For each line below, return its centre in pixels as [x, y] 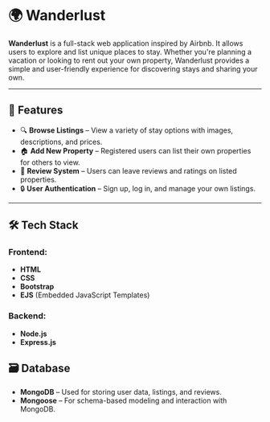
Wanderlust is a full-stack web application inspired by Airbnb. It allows [126, 43]
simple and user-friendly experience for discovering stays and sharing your [133, 68]
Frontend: [28, 252]
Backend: [27, 316]
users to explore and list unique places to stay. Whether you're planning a [130, 51]
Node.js [33, 334]
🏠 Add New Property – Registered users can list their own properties [135, 150]
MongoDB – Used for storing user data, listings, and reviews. [121, 391]
